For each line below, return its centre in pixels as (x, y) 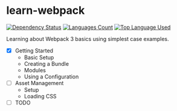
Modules (35, 70)
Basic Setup (39, 57)
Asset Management (39, 83)
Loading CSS (40, 97)
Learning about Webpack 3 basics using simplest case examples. (88, 39)
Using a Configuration (51, 77)
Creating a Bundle (47, 64)
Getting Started (34, 50)
